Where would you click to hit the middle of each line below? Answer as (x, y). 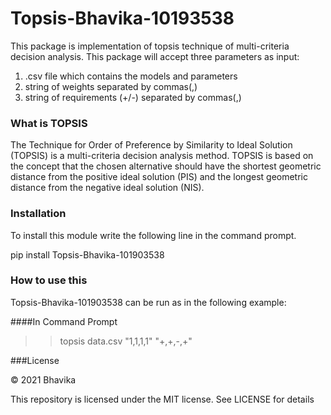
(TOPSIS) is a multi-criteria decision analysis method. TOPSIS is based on (162, 156)
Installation (38, 214)
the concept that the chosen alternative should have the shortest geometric (166, 166)
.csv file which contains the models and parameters (131, 76)
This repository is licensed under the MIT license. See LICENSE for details (162, 399)
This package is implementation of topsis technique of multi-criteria (150, 46)
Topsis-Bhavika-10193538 (122, 18)
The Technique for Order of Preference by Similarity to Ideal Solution (151, 145)
